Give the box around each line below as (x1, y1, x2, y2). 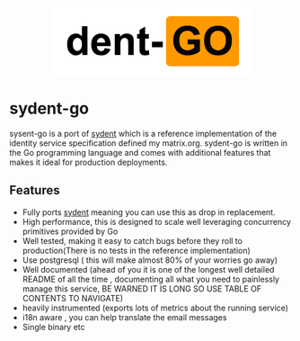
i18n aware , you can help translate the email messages (22, 311, 227, 322)
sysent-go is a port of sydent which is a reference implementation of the (9, 128, 277, 139)
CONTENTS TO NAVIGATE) (22, 292, 124, 303)
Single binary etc (22, 321, 85, 332)
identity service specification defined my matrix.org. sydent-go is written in (9, 138, 288, 148)
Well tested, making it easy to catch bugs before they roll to (22, 235, 243, 246)
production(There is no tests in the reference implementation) (22, 245, 251, 256)
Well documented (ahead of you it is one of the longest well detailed (22, 264, 275, 274)
